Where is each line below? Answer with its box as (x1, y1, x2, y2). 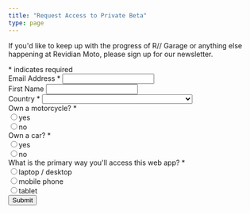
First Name (8, 84, 44, 94)
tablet (18, 185, 38, 195)
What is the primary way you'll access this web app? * (8, 158, 186, 167)
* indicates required (8, 64, 73, 74)
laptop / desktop (18, 167, 73, 177)
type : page (8, 19, 44, 27)
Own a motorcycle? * (8, 103, 77, 113)
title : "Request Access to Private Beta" (8, 11, 148, 20)
